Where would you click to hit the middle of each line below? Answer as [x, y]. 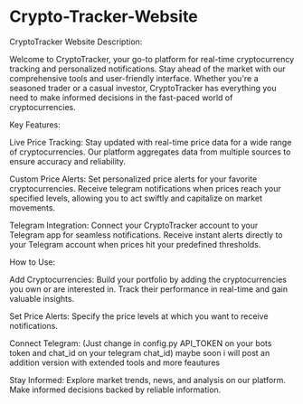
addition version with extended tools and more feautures [114, 362]
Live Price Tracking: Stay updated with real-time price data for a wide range [151, 142]
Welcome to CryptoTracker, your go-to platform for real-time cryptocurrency [152, 59]
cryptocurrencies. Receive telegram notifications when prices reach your [146, 188]
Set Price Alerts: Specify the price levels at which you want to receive [139, 316]
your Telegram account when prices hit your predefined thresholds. [135, 244]
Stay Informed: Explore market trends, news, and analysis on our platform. [148, 380]
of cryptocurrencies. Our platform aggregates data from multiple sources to [150, 152]
